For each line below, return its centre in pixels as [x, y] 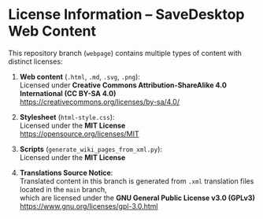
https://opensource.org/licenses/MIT [79, 134]
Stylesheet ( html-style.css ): [67, 117]
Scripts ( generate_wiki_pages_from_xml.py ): [91, 149]
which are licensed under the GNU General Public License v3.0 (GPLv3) [137, 198]
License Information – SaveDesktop [126, 15]
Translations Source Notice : [66, 173]
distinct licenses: [35, 61]
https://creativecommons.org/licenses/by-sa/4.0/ [99, 102]
